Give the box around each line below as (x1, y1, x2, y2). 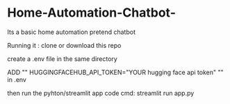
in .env (7, 75, 26, 84)
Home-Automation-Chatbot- (7, 5, 176, 21)
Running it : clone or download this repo (7, 41, 122, 49)
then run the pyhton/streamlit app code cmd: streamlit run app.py (7, 89, 195, 97)
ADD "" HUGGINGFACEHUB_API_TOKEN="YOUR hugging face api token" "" (7, 68, 224, 76)
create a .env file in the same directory (7, 54, 118, 63)
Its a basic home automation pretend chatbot (7, 28, 135, 36)
